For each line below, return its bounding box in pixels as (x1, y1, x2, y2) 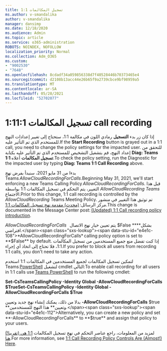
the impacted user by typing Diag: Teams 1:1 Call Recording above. (5, 160, 144, 166)
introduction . (5, 212, 31, 218)
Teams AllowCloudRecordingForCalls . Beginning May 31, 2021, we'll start (5, 175, 154, 181)
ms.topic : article (5, 35, 43, 40)
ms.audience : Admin (5, 30, 46, 35)
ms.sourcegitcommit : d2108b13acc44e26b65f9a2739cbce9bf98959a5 (5, 77, 140, 82)
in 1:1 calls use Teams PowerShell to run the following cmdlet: (5, 269, 131, 275)
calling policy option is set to (84, 233, 143, 239)
